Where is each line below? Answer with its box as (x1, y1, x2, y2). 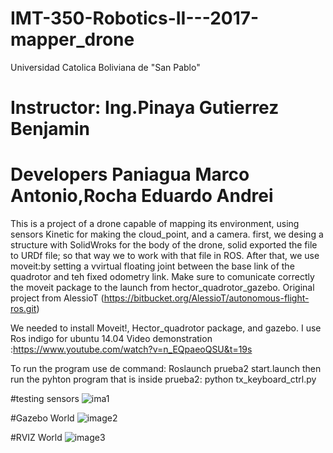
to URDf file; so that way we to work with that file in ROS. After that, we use (10, 250, 320, 262)
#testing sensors (10, 393, 80, 405)
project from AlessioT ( (10, 292, 105, 304)
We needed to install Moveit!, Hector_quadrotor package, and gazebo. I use (10, 322, 322, 334)
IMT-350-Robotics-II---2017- (10, 7, 260, 30)
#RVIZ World (10, 432, 63, 444)
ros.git (10, 303, 37, 315)
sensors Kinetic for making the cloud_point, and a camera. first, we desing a (10, 228, 324, 241)
